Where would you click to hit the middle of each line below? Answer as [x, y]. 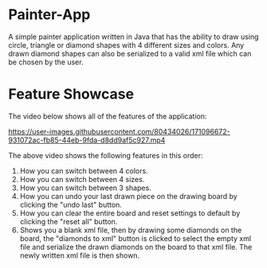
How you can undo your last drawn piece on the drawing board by [128, 196]
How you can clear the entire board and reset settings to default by [130, 213]
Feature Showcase [71, 94]
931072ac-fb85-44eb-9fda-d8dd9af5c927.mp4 [87, 140]
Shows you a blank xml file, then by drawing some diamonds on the [131, 230]
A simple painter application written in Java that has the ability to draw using [133, 37]
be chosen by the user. [46, 62]
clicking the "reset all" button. [69, 221]
